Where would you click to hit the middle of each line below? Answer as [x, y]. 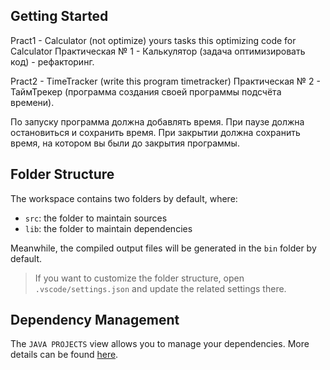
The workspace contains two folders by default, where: [124, 198]
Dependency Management [95, 320]
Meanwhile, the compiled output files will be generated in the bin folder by [163, 248]
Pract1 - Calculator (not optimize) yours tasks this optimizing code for [153, 40]
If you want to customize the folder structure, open [139, 278]
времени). [32, 102]
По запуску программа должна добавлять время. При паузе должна [157, 121]
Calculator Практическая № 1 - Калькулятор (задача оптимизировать [158, 51]
